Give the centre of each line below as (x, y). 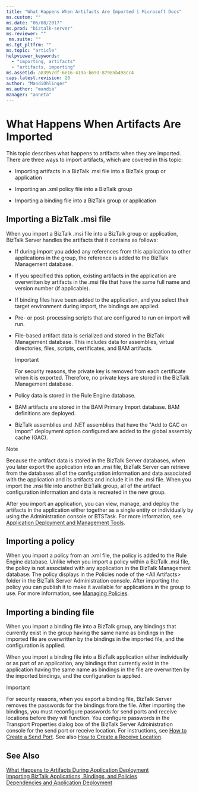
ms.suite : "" (25, 39)
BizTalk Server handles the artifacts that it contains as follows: (82, 240)
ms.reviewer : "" (26, 34)
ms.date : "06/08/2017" (34, 23)
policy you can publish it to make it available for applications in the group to (99, 587)
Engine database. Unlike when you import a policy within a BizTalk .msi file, (98, 562)
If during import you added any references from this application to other (103, 251)
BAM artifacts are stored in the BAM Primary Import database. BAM (97, 407)
